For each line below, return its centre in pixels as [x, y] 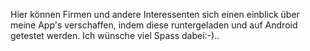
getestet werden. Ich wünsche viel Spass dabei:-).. [115, 35]
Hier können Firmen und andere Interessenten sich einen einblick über [155, 14]
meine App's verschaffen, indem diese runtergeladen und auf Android [154, 25]
